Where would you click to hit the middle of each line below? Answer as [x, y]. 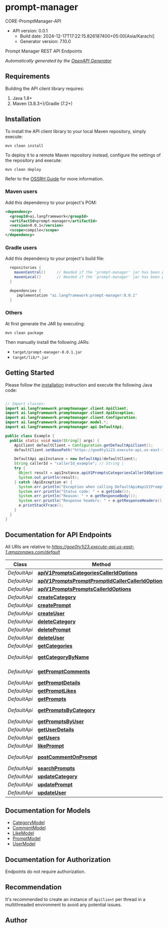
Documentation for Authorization [58, 859]
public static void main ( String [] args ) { [54, 441]
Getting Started [30, 373]
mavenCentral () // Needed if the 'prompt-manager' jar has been [87, 272]
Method [101, 565]
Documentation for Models [48, 810]
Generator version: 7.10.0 [45, 41]
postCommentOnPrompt [67, 757]
